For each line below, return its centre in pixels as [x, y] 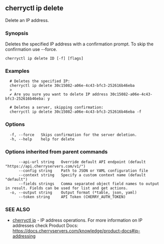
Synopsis [17, 33]
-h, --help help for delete [42, 139]
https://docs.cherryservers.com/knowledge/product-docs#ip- [76, 231]
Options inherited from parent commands [57, 152]
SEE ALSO [18, 209]
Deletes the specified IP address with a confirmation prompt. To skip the [79, 44]
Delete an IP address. [27, 20]
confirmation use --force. [31, 49]
